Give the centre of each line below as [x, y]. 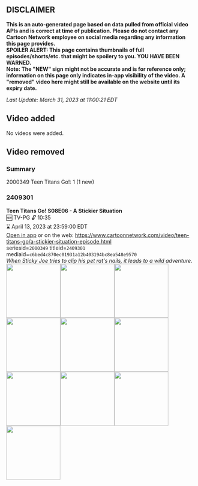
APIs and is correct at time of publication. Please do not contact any [92, 31]
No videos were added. [35, 133]
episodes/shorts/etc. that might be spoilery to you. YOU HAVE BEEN [93, 56]
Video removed [35, 152]
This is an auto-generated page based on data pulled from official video [97, 24]
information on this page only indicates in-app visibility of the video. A [96, 75]
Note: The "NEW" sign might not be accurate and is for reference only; [96, 69]
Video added [31, 118]
